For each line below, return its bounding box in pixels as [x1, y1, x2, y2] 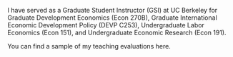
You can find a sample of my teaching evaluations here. [7, 42, 172, 50]
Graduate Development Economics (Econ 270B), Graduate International [7, 13, 218, 22]
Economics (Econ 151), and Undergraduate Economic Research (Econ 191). [7, 28, 227, 37]
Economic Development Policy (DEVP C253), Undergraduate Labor [7, 21, 205, 29]
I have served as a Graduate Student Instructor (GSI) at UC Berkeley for [7, 6, 218, 14]
